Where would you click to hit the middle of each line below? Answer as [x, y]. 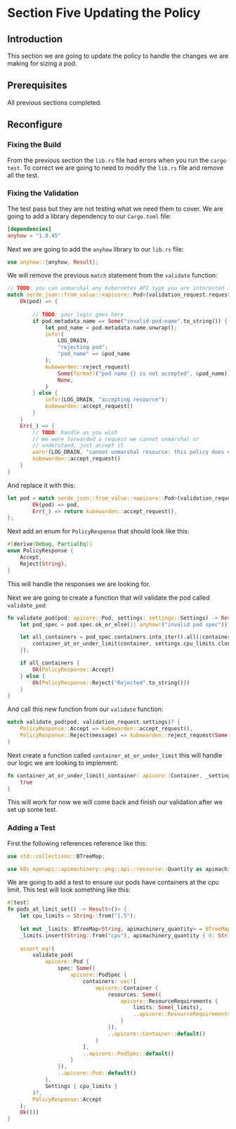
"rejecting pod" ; [83, 347]
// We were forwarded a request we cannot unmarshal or [116, 439]
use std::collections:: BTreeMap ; [56, 856]
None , [65, 380]
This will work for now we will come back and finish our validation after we [115, 802]
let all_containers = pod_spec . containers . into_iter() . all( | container [125, 637]
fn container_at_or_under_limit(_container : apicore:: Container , [105, 776]
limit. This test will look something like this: [69, 890]
